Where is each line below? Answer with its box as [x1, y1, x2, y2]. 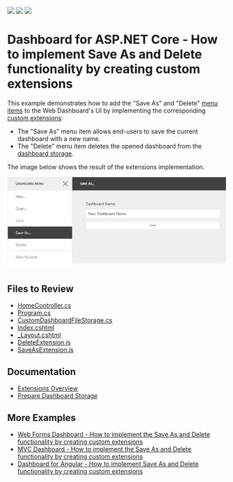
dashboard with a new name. [17, 134, 101, 142]
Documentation [7, 365, 77, 378]
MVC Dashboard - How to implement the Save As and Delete [17, 445, 192, 454]
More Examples [7, 412, 77, 424]
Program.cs [17, 309, 51, 317]
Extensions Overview [17, 384, 79, 392]
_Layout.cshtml [17, 331, 61, 340]
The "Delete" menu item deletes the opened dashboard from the [17, 142, 202, 150]
